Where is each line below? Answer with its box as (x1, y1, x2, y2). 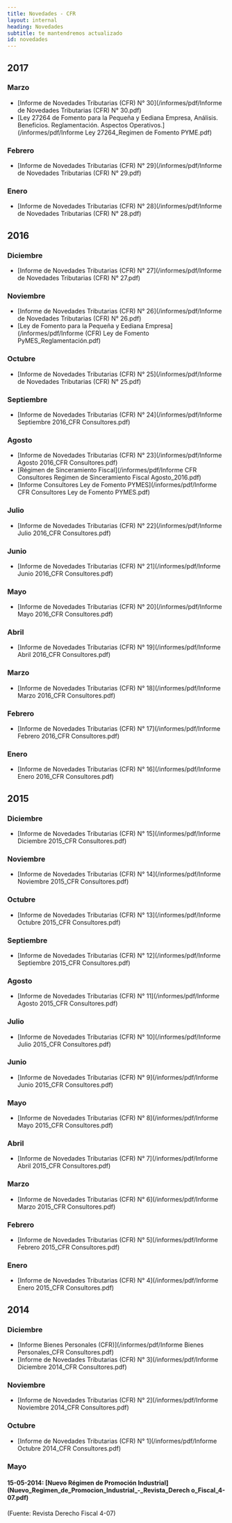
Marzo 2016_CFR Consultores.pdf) (17, 691, 116, 699)
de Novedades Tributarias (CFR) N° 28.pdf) (17, 210, 142, 218)
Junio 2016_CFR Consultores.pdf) (17, 569, 113, 578)
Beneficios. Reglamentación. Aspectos (17, 121, 129, 129)
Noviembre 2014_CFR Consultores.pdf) (17, 1403, 130, 1412)
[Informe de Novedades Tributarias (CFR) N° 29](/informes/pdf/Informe (17, 162, 222, 170)
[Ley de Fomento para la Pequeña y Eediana (17, 322, 144, 330)
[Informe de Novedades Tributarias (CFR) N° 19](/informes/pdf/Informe (17, 643, 221, 651)
